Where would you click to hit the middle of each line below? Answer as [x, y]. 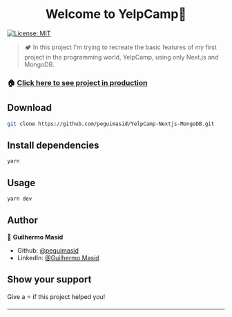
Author [22, 220]
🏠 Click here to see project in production [77, 82]
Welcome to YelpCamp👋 [116, 14]
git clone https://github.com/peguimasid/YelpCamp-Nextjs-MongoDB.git [111, 124]
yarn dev [20, 199]
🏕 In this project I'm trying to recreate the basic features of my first [120, 47]
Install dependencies [53, 145]
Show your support [49, 280]
